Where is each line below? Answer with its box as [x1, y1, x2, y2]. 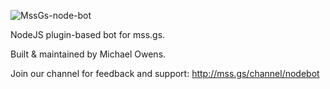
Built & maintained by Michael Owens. [10, 48, 167, 60]
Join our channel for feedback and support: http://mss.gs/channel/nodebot [10, 68, 320, 79]
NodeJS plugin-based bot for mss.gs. [10, 29, 166, 40]
